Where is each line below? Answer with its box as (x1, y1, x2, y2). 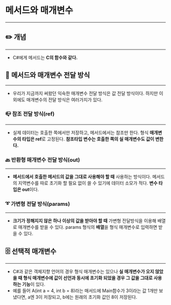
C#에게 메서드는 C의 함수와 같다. (12, 54, 78, 60)
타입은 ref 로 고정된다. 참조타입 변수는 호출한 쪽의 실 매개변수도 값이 (22, 136, 154, 142)
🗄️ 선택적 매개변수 (5, 247, 57, 255)
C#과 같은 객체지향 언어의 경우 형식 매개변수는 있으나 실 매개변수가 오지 (12, 269, 154, 275)
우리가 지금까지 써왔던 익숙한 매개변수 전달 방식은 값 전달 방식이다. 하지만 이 (12, 90, 164, 96)
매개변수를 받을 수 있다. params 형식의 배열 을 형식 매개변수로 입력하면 (18, 224, 158, 230)
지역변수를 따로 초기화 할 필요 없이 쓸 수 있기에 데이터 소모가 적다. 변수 (18, 180, 158, 186)
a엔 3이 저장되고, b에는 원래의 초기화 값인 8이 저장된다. (27, 294, 137, 300)
